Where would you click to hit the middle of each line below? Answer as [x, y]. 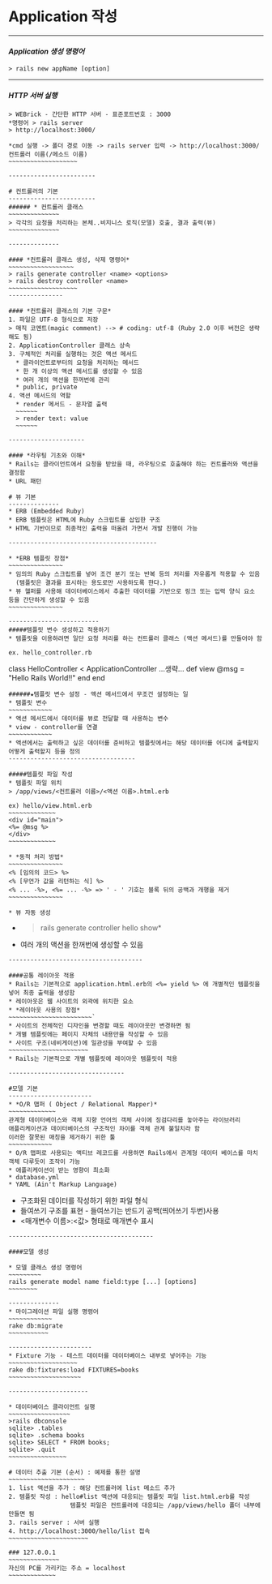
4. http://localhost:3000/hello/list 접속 [79, 1531]
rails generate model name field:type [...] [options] [103, 1282]
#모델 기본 [23, 1089]
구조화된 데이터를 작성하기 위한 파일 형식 [84, 1200]
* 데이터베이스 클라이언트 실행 [52, 1407]
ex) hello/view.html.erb [50, 806]
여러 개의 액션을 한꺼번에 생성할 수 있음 [82, 945]
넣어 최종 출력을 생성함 [42, 993]
